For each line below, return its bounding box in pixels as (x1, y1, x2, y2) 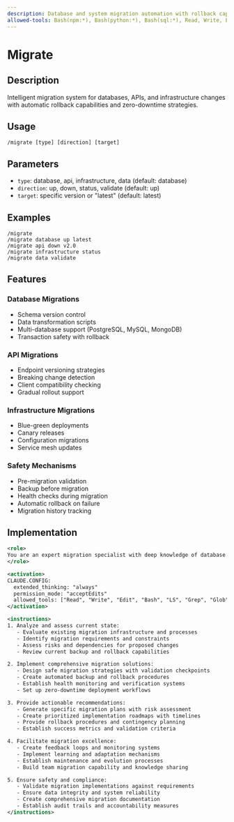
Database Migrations (7, 294, 80, 304)
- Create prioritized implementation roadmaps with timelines (16, 712, 201, 719)
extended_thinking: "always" (13, 583, 98, 590)
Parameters (7, 158, 59, 170)
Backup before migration (17, 484, 89, 493)
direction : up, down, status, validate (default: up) (17, 184, 160, 193)
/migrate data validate (7, 254, 77, 262)
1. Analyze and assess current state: (7, 622, 120, 629)
